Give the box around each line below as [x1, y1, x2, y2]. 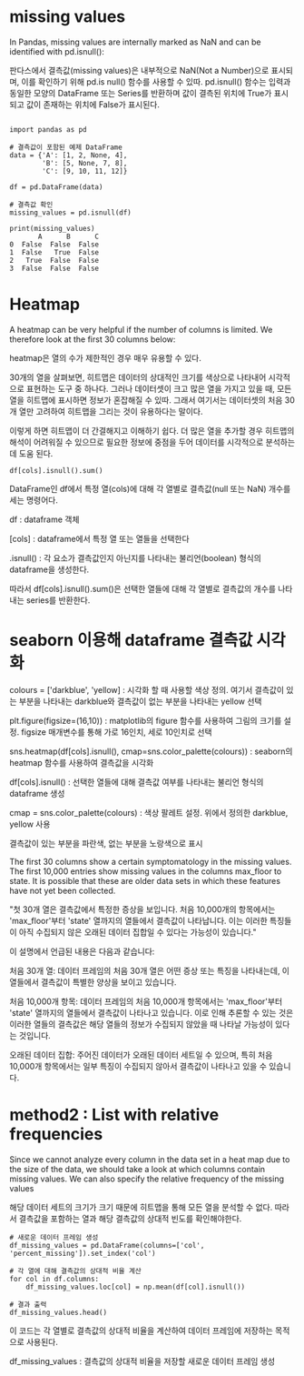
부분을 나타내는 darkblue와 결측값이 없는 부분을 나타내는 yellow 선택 [18, 696, 262, 707]
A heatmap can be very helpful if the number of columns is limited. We [9, 324, 273, 335]
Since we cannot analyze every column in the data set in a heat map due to [9, 1153, 290, 1165]
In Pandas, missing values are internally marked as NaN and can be [9, 36, 261, 47]
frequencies [9, 1124, 103, 1144]
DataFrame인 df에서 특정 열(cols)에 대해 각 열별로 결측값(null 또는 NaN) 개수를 [9, 483, 291, 494]
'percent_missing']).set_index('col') [9, 1249, 156, 1258]
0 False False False [9, 239, 100, 249]
